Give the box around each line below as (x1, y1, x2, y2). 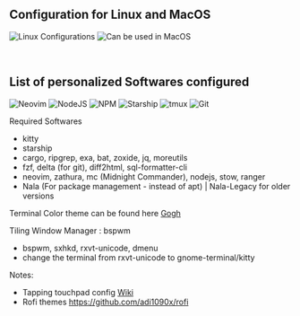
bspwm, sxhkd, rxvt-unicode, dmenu (21, 242, 159, 253)
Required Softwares (9, 116, 82, 127)
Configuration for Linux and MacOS (9, 7, 211, 22)
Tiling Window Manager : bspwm (9, 224, 132, 236)
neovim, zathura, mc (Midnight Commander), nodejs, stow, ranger (21, 171, 266, 182)
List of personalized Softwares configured (9, 75, 250, 90)
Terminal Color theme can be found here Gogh (9, 207, 182, 218)
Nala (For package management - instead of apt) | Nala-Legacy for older (21, 180, 291, 191)
